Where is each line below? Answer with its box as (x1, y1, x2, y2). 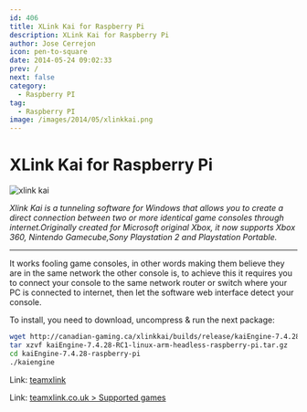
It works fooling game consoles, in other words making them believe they (9, 258, 285, 269)
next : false (9, 73, 55, 82)
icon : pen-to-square (9, 48, 89, 57)
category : (9, 81, 48, 90)
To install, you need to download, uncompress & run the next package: (9, 314, 276, 325)
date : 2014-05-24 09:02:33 (9, 56, 112, 65)
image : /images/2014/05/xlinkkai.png (9, 115, 153, 124)
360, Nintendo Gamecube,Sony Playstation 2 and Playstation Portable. (9, 232, 278, 243)
